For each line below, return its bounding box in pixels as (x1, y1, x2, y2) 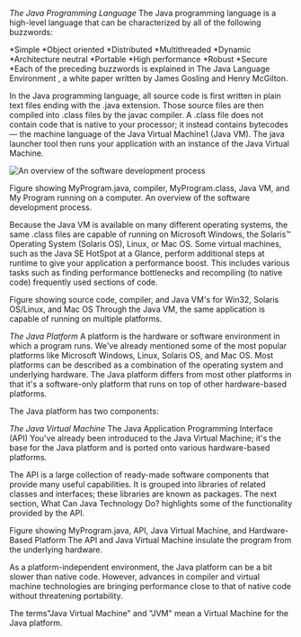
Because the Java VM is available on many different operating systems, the (9, 220, 288, 230)
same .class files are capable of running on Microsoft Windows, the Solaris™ (9, 229, 291, 240)
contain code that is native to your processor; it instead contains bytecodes (9, 119, 289, 130)
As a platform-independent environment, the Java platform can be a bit (9, 562, 272, 572)
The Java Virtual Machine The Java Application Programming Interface (9, 423, 274, 433)
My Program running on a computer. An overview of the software (9, 193, 251, 203)
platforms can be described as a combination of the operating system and (9, 359, 284, 370)
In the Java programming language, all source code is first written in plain (9, 90, 281, 101)
